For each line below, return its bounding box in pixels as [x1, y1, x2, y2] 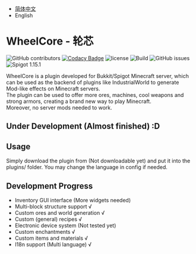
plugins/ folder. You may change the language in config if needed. [6, 164, 168, 171]
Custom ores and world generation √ [14, 209, 105, 216]
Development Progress [6, 181, 93, 191]
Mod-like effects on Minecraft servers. [6, 85, 100, 92]
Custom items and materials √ [14, 234, 88, 242]
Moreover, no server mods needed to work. [6, 104, 113, 111]
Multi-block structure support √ [14, 203, 92, 210]
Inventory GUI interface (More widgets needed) [14, 196, 131, 203]
